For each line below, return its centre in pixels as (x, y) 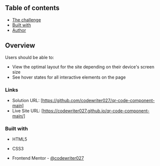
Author (19, 30)
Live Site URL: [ (28, 111)
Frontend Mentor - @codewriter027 (48, 158)
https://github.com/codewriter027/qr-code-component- (99, 100)
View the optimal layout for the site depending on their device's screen (83, 67)
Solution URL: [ (27, 100)
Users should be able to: (30, 57)
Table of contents (32, 8)
